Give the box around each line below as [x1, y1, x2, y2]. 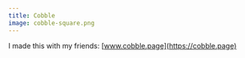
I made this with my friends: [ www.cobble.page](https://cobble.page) [8, 41, 237, 50]
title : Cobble [8, 11, 56, 20]
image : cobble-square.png [8, 19, 94, 27]
